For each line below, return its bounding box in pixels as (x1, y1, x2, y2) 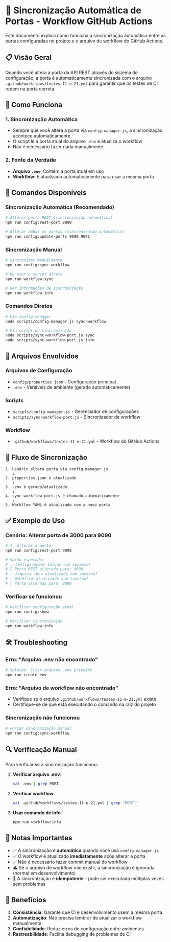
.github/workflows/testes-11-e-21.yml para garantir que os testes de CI (5, 80, 158, 86)
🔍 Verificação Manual (5, 745, 77, 754)
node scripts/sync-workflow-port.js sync (5, 333, 95, 338)
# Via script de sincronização (5, 328, 72, 333)
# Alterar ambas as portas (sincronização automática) (5, 229, 125, 235)
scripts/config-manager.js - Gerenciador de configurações (12, 408, 139, 415)
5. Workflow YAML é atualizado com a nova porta (5, 502, 111, 508)
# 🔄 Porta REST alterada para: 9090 (5, 567, 83, 572)
